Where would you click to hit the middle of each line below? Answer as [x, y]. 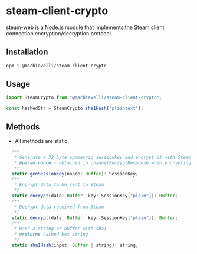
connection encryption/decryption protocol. [59, 33]
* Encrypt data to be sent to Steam [59, 185]
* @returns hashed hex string [51, 235]
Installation [27, 52]
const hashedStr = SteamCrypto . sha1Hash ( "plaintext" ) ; [75, 108]
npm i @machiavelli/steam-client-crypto [57, 66]
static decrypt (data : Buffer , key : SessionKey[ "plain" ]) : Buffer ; [95, 218]
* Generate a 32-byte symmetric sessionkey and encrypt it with [95, 157]
